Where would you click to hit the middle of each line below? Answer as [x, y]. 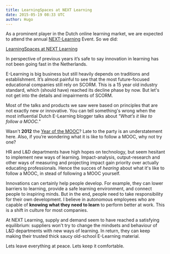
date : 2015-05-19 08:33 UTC [35, 15]
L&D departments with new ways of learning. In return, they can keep [78, 231]
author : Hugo [19, 19]
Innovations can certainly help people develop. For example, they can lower [84, 184]
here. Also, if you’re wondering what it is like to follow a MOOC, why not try [84, 137]
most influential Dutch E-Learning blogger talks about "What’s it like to [79, 116]
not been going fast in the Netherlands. [47, 64]
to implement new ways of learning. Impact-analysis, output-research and [83, 157]
